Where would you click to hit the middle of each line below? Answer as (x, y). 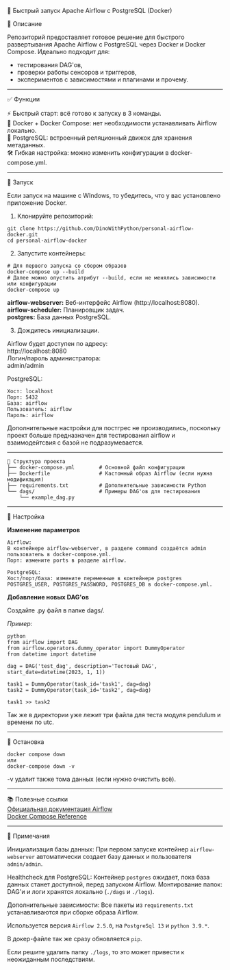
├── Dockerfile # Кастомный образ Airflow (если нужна (110, 473)
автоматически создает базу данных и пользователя (114, 857)
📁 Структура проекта (37, 462)
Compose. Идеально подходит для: (59, 52)
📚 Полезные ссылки (38, 799)
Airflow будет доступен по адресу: (57, 344)
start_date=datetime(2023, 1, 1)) (56, 672)
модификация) (26, 480)
